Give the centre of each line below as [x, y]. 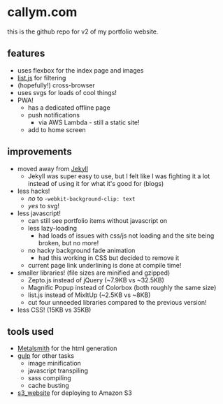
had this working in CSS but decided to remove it [109, 258]
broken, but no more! [69, 243]
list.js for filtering [42, 78]
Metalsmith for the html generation [67, 348]
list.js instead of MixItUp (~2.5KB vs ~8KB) [89, 295]
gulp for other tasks [46, 356]
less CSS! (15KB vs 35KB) [54, 310]
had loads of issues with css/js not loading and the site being [126, 236]
